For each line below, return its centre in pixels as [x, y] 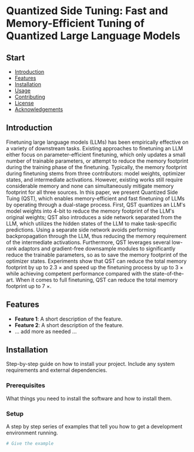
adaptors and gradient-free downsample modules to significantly [97, 248]
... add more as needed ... [46, 331]
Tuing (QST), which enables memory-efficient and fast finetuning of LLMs [96, 198]
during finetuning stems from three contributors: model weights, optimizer [96, 173]
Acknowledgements [39, 109]
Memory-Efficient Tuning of [76, 23]
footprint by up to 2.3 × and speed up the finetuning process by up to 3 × [95, 267]
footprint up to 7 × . [29, 286]
